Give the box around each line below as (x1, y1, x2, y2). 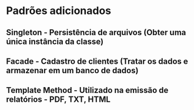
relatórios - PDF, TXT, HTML (6, 95, 111, 105)
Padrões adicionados (6, 4, 112, 18)
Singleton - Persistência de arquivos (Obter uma (6, 27, 186, 37)
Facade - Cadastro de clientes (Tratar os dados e (6, 56, 188, 66)
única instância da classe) (6, 36, 104, 46)
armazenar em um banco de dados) (6, 66, 139, 75)
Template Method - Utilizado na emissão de (6, 85, 169, 95)
